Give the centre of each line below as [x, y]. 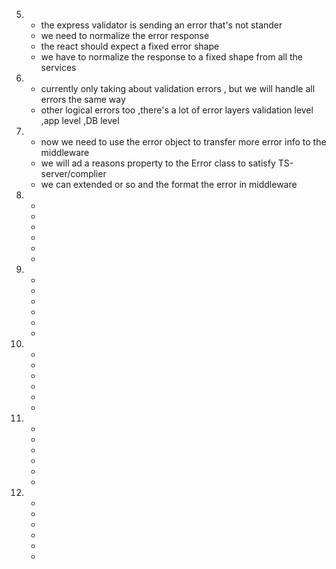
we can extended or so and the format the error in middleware [169, 184]
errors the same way [83, 99]
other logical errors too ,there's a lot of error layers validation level [177, 110]
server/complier [73, 173]
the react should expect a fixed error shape [130, 46]
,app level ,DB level [80, 120]
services [58, 67]
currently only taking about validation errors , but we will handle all [178, 88]
